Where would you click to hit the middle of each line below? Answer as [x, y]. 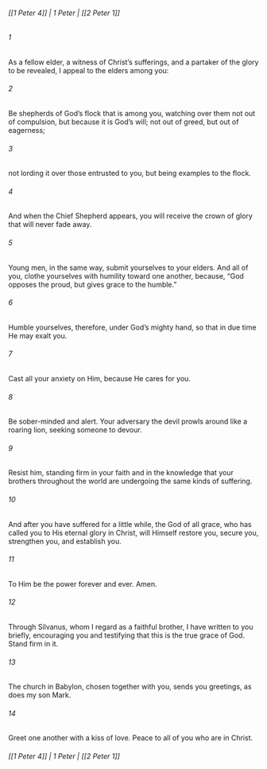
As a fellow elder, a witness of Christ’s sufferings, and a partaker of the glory [133, 62]
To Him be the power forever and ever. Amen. [83, 584]
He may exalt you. [38, 335]
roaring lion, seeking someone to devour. [75, 430]
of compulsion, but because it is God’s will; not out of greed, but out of [124, 122]
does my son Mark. [40, 695]
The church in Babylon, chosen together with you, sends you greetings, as [130, 687]
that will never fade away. [50, 224]
